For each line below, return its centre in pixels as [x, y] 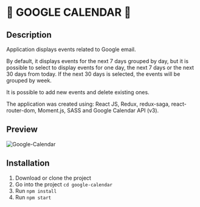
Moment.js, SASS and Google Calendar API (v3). [98, 110]
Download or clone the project [53, 178]
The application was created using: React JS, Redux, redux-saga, [88, 104]
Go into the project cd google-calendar [64, 184]
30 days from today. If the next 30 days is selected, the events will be [93, 74]
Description [29, 35]
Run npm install [36, 191]
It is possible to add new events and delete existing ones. [78, 92]
